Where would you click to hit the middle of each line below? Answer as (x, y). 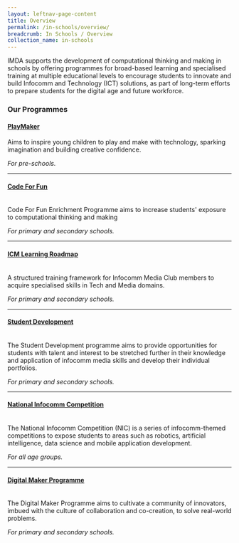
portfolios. (22, 368)
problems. (22, 518)
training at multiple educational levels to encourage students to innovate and (119, 76)
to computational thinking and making (63, 217)
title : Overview (31, 21)
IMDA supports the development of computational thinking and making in (115, 60)
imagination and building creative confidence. (74, 149)
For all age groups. (35, 457)
